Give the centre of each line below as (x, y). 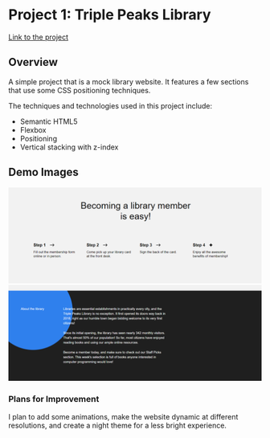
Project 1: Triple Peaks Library (110, 15)
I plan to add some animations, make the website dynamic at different (123, 416)
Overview (33, 62)
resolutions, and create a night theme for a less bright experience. (118, 425)
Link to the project (39, 37)
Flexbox (33, 129)
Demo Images (43, 172)
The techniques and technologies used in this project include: (110, 105)
